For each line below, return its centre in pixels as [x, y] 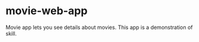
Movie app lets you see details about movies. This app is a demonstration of [99, 27]
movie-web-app [47, 11]
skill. [11, 33]
